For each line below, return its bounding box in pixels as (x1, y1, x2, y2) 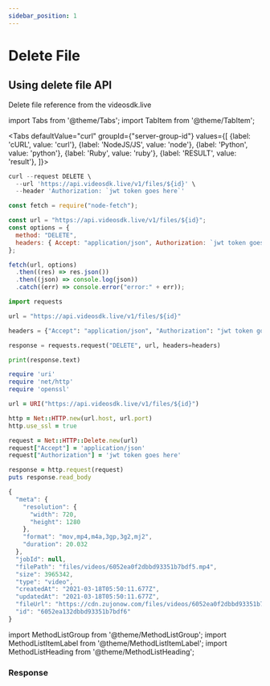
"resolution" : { (22, 502, 78, 511)
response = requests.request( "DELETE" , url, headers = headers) (8, 341, 221, 349)
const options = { (8, 224, 70, 232)
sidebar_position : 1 (8, 11, 78, 20)
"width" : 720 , (29, 510, 78, 519)
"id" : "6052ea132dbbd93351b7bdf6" (15, 608, 131, 616)
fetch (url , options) (8, 261, 78, 269)
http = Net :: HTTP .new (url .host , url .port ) (8, 414, 153, 423)
